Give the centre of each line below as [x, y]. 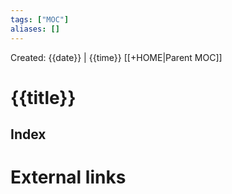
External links [68, 177]
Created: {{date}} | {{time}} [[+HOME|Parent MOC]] [116, 57]
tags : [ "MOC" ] [40, 19]
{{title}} [43, 97]
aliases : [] [35, 29]
